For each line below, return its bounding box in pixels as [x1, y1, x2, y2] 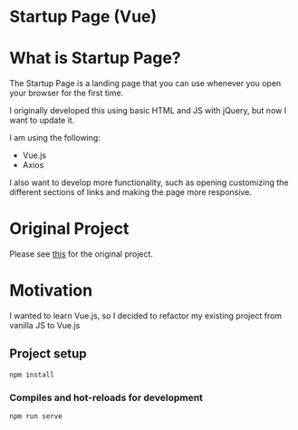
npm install [9, 370, 54, 379]
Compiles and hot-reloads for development [9, 391, 204, 404]
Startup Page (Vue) [9, 6, 158, 27]
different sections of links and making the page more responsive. [9, 187, 252, 198]
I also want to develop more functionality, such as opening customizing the [9, 177, 289, 188]
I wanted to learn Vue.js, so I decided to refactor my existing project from [9, 310, 283, 321]
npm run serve [9, 412, 63, 421]
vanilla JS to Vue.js [9, 320, 81, 330]
